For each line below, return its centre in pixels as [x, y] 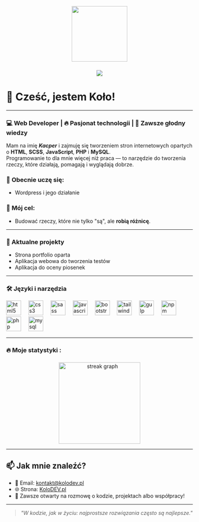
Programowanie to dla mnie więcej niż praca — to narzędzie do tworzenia [96, 158]
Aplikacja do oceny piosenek [50, 268]
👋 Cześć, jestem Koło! [61, 97]
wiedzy [17, 133]
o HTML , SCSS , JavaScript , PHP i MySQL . [58, 152]
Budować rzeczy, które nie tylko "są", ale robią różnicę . [83, 221]
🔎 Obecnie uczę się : [35, 180]
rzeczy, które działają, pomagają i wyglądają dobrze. [70, 165]
